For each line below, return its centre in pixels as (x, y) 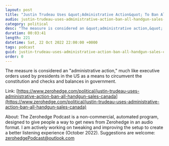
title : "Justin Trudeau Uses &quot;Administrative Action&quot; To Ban (82, 15)
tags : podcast (20, 47)
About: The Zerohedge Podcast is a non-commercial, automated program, (82, 117)
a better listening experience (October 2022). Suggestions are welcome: (80, 133)
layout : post (19, 10)
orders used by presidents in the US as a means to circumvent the (74, 76)
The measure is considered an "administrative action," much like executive (82, 71)
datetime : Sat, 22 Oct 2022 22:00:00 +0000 (52, 43)
